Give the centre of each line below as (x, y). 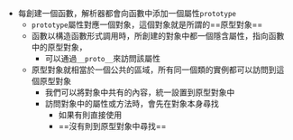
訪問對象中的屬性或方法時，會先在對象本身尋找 (132, 103)
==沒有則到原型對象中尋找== (112, 126)
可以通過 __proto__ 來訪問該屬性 (102, 58)
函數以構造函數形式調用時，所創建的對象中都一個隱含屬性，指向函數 (158, 36)
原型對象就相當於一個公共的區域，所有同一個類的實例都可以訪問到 (154, 70)
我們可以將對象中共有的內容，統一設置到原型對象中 (140, 92)
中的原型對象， (59, 47)
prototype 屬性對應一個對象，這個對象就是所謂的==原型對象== (147, 24)
